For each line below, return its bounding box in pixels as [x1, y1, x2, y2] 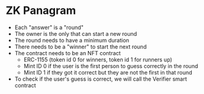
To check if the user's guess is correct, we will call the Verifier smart [14, 75, 188, 82]
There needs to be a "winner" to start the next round [14, 43, 147, 50]
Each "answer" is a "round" [14, 24, 84, 31]
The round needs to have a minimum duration [14, 36, 129, 44]
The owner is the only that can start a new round [14, 30, 137, 37]
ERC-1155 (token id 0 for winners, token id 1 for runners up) [23, 56, 172, 63]
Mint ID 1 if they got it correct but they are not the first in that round [23, 69, 193, 76]
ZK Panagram [5, 4, 76, 18]
